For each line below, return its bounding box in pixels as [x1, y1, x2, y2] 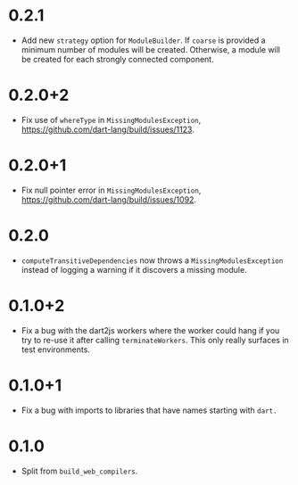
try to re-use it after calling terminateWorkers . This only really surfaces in [21, 334, 289, 345]
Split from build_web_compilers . [21, 465, 138, 476]
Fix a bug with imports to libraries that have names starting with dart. [21, 405, 277, 415]
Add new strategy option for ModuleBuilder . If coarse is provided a [21, 35, 266, 45]
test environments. [21, 344, 91, 355]
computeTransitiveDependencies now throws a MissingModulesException [21, 255, 284, 266]
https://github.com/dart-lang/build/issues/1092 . [21, 193, 197, 205]
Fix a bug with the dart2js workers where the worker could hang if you [21, 325, 280, 335]
